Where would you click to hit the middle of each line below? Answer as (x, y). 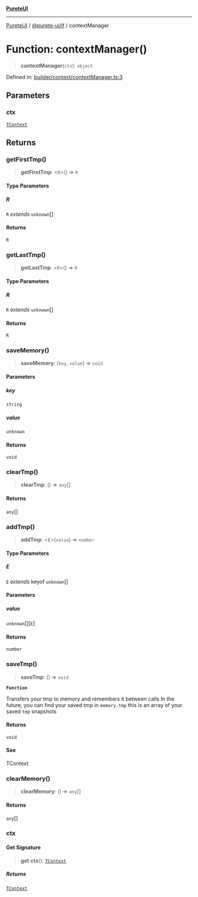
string (14, 405)
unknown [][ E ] (21, 623)
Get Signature (24, 847)
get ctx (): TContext (43, 860)
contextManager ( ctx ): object (57, 65)
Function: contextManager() (77, 49)
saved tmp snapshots (32, 711)
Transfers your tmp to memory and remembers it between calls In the (90, 699)
